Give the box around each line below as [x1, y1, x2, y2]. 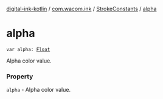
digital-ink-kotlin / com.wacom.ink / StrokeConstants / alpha [6, 5, 157, 12]
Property [6, 72, 33, 81]
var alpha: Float [6, 46, 50, 52]
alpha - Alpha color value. [6, 86, 71, 94]
